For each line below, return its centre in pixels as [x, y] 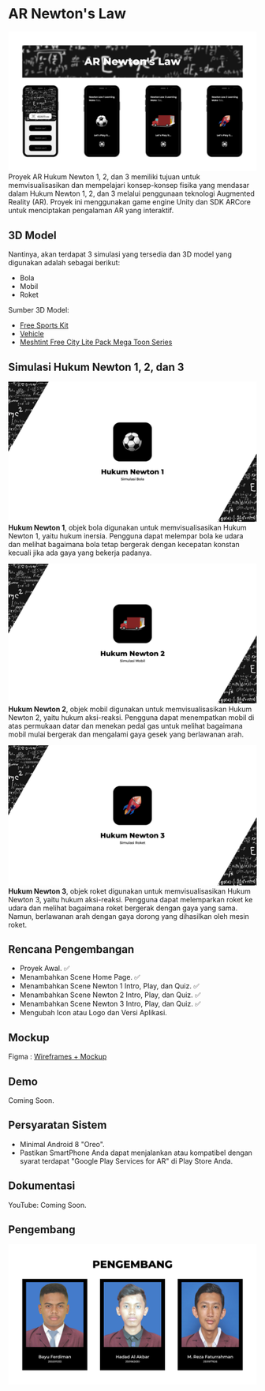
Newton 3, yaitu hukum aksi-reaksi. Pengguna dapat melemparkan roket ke [131, 899]
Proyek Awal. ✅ [45, 969]
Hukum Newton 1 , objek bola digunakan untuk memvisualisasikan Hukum [127, 527]
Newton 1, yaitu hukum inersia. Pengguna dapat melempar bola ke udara [126, 536]
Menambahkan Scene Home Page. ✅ [80, 977]
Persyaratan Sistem [58, 1125]
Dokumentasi [42, 1186]
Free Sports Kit [44, 325]
